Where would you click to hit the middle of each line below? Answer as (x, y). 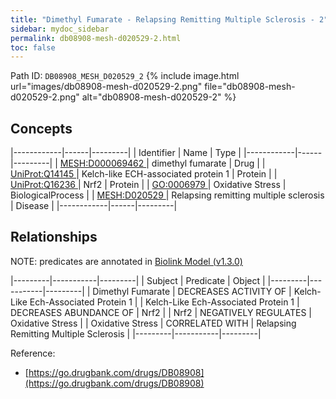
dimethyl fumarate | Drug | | (208, 163)
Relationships (54, 237)
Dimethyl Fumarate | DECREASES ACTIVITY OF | (192, 291)
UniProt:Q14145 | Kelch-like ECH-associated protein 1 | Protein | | (144, 174)
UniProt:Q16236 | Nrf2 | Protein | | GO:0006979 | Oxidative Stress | (148, 185)
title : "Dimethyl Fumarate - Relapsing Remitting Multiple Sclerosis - (162, 19)
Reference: (33, 353)
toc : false (33, 47)
